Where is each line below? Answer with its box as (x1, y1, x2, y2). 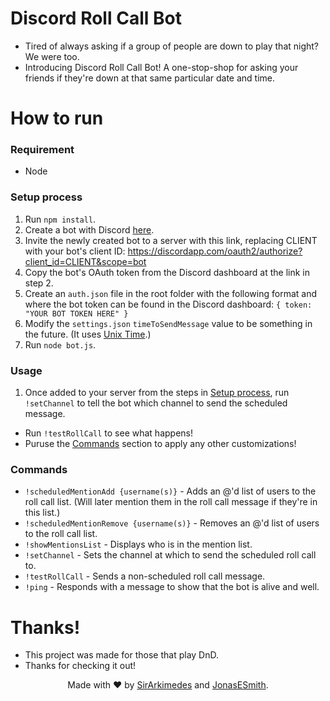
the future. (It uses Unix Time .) (24, 328, 152, 340)
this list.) (24, 507, 61, 519)
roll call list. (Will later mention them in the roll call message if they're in (24, 496, 318, 508)
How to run (10, 107, 104, 130)
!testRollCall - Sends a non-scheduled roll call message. (24, 570, 266, 582)
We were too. (24, 50, 80, 62)
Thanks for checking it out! (24, 660, 137, 672)
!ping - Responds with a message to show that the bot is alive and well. (24, 581, 320, 593)
